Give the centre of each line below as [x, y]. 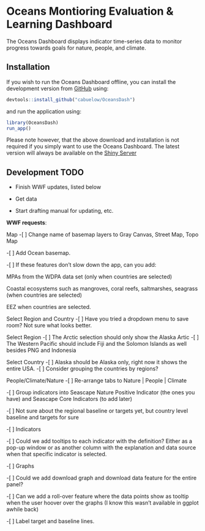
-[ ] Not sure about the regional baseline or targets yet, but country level [97, 411]
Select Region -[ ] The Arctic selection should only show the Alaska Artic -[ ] [102, 337]
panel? [15, 484]
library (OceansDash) [33, 123]
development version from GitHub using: [58, 88]
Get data [26, 199]
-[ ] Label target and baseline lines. [50, 521]
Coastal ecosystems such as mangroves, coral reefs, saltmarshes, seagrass [102, 289]
